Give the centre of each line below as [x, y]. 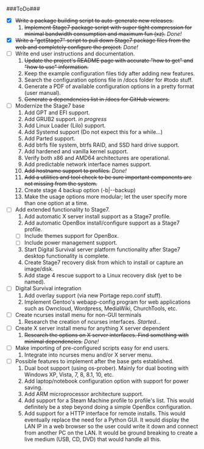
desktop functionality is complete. [67, 256]
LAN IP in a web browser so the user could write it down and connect [111, 426]
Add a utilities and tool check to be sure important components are [108, 177]
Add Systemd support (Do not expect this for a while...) [93, 132]
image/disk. [39, 269]
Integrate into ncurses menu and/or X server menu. [89, 355]
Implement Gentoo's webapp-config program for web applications [107, 302]
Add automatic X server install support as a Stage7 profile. [97, 217]
